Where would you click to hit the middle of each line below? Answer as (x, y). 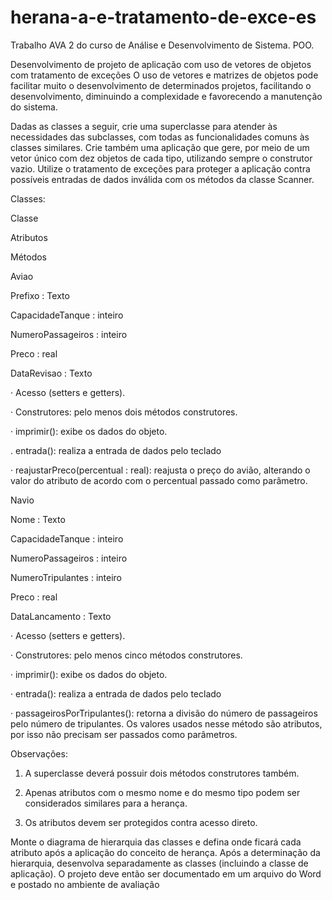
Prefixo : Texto (40, 295)
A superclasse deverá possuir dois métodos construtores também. (162, 773)
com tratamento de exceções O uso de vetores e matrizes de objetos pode (164, 75)
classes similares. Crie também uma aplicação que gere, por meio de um (160, 147)
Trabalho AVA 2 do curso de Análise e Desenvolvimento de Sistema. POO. (162, 45)
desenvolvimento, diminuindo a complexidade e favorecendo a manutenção (166, 96)
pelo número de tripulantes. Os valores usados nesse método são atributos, (166, 723)
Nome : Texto (38, 519)
